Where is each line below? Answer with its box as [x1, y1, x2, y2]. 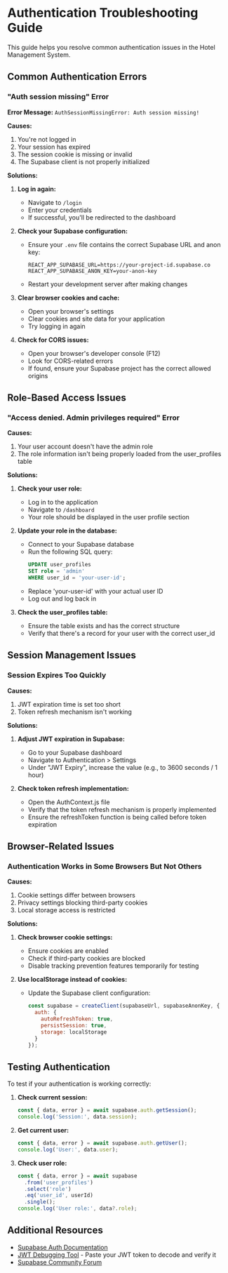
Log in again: [17, 185, 56, 193]
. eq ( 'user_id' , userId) [24, 1192, 93, 1199]
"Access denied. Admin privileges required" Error [7, 413, 180, 422]
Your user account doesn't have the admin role [17, 442, 153, 451]
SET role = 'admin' [27, 568, 86, 575]
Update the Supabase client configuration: [27, 989, 151, 997]
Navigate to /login [27, 198, 82, 206]
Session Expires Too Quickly [7, 670, 107, 680]
